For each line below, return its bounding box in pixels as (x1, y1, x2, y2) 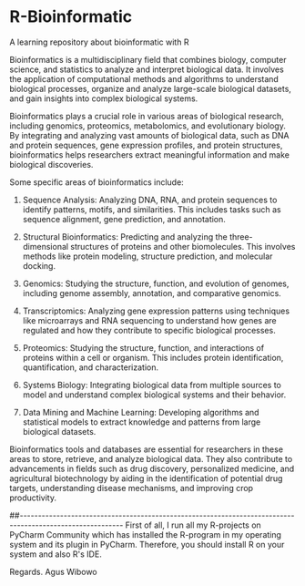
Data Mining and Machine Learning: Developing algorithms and (22, 406, 259, 417)
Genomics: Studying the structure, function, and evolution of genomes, (22, 278, 290, 289)
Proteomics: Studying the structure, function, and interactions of (22, 342, 265, 353)
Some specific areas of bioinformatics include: (9, 176, 184, 188)
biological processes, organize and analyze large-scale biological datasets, (9, 83, 291, 94)
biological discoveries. (9, 159, 94, 170)
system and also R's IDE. (9, 549, 102, 560)
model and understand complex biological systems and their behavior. (22, 389, 287, 400)
